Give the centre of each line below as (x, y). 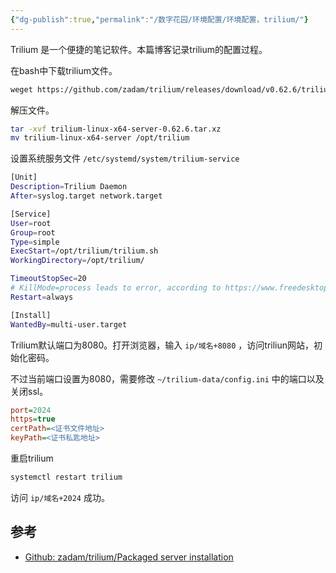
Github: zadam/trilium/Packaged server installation (129, 557)
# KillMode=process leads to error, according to (116, 288)
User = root (31, 223)
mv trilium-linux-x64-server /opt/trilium (100, 138)
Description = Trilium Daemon (69, 187)
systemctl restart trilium (66, 477)
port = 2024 (31, 410)
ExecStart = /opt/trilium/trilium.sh (84, 251)
